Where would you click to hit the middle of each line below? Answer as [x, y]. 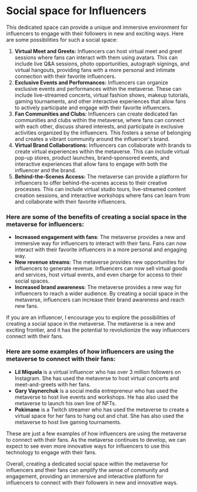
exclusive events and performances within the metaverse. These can [98, 88]
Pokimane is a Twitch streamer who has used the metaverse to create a [102, 409]
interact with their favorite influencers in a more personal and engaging [101, 250]
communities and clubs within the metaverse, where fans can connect [100, 120]
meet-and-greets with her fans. [53, 384]
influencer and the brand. [45, 170]
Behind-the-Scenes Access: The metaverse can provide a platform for [101, 176]
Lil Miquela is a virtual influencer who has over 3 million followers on [98, 372]
